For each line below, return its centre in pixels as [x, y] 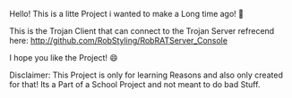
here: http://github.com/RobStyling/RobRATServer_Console [119, 41]
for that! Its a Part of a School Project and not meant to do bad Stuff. [135, 84]
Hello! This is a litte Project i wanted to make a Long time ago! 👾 [127, 14]
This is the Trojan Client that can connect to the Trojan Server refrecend [142, 31]
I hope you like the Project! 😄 [64, 57]
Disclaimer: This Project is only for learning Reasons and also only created [146, 75]
